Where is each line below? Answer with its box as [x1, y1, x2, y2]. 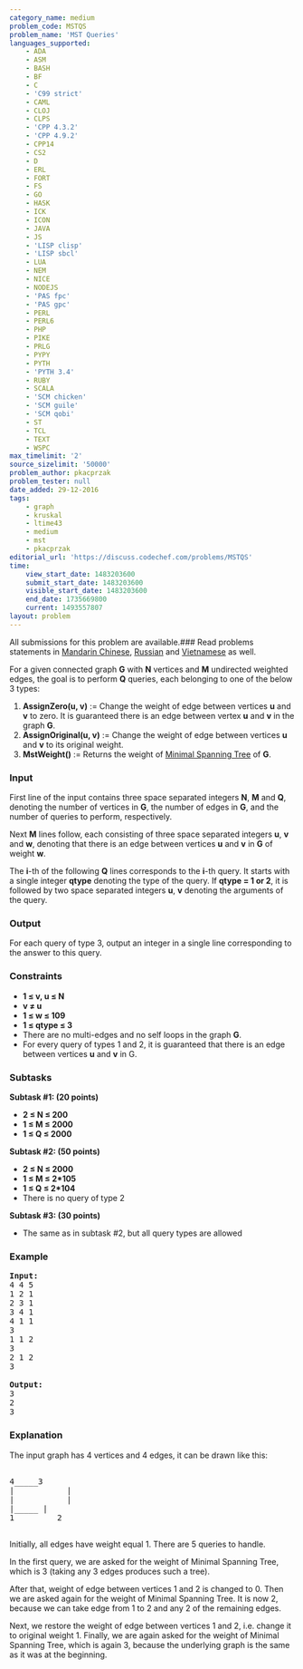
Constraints [9, 970, 63, 983]
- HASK [25, 199, 51, 209]
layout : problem [9, 612, 71, 621]
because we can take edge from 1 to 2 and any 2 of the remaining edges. [9, 1602, 282, 1614]
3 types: [9, 683, 41, 694]
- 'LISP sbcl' [25, 249, 79, 258]
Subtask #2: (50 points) [9, 1146, 101, 1157]
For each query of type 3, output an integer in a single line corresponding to [9, 937, 292, 948]
